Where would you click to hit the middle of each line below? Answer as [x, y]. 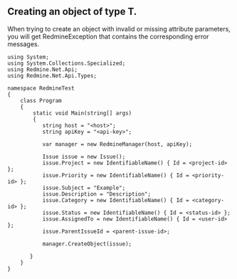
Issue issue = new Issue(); [84, 157]
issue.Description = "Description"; [97, 194]
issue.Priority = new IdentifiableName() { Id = [116, 175]
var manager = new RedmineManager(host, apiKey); [117, 144]
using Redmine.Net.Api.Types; [52, 75]
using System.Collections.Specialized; [67, 63]
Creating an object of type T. [72, 12]
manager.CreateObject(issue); [87, 244]
